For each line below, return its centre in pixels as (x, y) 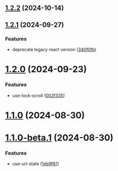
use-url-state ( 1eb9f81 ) (35, 164)
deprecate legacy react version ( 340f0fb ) (54, 50)
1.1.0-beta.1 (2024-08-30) (59, 138)
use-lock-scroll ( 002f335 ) (39, 95)
